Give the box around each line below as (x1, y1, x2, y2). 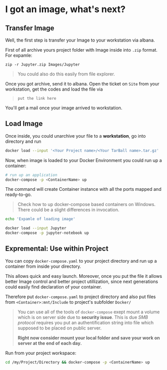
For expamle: (5, 52, 33, 58)
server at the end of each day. (17, 340, 82, 346)
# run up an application (5, 172, 58, 178)
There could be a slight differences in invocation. (17, 207, 120, 213)
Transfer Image (5, 24, 54, 32)
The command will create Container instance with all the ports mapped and (5, 186, 161, 192)
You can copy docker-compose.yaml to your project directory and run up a (5, 258, 157, 264)
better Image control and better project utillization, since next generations (5, 278, 158, 284)
